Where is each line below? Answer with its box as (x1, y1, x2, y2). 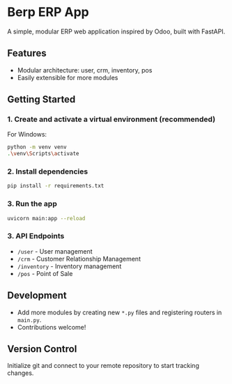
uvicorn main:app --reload (7, 215, 86, 222)
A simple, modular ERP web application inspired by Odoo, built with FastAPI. (7, 27, 226, 36)
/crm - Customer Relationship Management (17, 254, 141, 263)
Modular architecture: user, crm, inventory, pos (17, 66, 153, 74)
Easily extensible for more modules (17, 73, 118, 82)
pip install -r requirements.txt (7, 183, 105, 190)
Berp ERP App (7, 4, 89, 20)
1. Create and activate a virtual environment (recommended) (7, 114, 216, 124)
